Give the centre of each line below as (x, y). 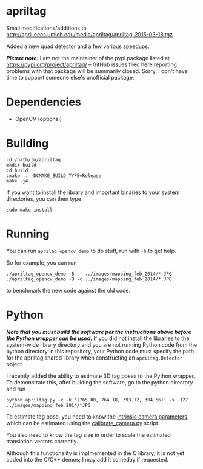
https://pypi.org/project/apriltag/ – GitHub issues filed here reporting (92, 64)
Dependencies (44, 102)
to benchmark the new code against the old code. (68, 290)
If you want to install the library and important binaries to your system (93, 192)
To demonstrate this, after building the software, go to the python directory (100, 382)
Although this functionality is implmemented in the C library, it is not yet (95, 453)
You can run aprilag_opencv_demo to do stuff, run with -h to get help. (92, 251)
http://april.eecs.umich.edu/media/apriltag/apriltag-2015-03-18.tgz (90, 34)
